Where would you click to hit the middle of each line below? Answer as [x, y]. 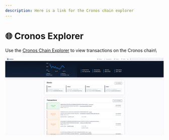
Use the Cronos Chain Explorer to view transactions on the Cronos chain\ [81, 50]
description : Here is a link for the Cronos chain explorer [70, 11]
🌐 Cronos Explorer [45, 36]
